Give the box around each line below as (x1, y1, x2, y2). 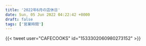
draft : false (5, 17, 33, 22)
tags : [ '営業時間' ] (5, 21, 44, 27)
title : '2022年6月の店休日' (5, 7, 60, 13)
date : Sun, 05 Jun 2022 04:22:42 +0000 (5, 12, 90, 17)
